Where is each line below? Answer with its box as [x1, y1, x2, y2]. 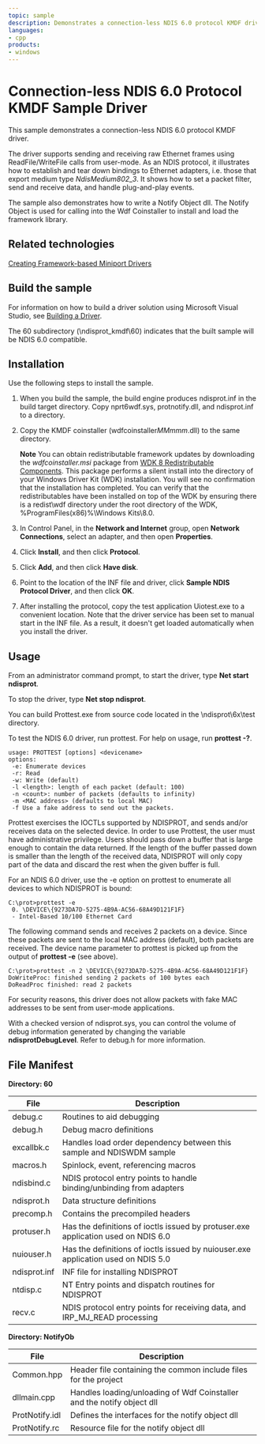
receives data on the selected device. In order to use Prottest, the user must [8, 827, 256, 836]
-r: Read [11, 770, 41, 778]
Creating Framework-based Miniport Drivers [8, 258, 152, 268]
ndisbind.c [12, 1178, 51, 1188]
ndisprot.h [12, 1195, 50, 1206]
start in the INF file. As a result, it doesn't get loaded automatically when [19, 618, 255, 628]
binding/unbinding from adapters [62, 1182, 185, 1193]
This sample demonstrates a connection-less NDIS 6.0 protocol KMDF [8, 125, 237, 134]
